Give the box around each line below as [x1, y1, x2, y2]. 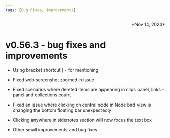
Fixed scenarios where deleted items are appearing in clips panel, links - [12, 86, 164, 92]
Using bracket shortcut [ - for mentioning [12, 66, 99, 73]
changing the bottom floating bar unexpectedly [12, 107, 112, 113]
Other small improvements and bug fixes [12, 126, 98, 132]
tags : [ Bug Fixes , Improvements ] [5, 7, 76, 13]
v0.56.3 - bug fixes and [5, 39, 106, 51]
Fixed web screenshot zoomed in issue [12, 77, 95, 83]
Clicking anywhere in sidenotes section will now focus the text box [12, 117, 152, 123]
